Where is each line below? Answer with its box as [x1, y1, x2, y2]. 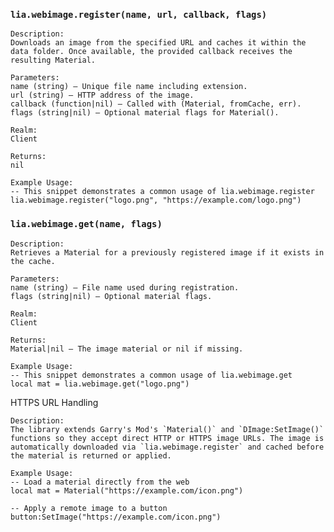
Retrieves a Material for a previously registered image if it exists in [10, 247, 325, 258]
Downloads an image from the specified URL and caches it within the [10, 38, 307, 48]
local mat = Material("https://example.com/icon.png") [10, 485, 244, 496]
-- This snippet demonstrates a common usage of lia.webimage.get [10, 370, 293, 380]
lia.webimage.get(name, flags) [10, 219, 163, 230]
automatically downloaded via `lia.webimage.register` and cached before [10, 442, 325, 452]
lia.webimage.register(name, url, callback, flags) [10, 9, 268, 20]
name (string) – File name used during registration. [10, 282, 240, 293]
